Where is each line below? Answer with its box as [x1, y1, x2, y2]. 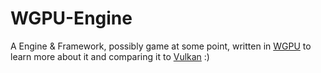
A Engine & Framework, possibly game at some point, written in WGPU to [10, 40, 312, 52]
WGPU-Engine [10, 7, 133, 30]
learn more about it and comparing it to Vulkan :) [10, 50, 210, 62]
